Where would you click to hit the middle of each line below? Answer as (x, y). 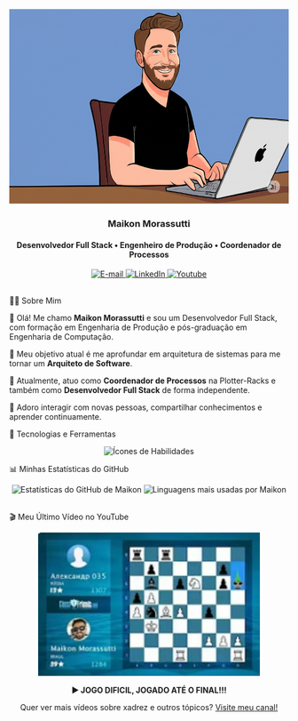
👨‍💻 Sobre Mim (35, 300)
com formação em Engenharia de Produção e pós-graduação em (128, 327)
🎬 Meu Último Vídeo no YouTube (69, 517)
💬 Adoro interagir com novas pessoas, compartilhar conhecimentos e (136, 407)
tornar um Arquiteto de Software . (71, 364)
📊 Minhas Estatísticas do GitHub (69, 469)
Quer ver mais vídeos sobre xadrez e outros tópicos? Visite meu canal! (149, 708)
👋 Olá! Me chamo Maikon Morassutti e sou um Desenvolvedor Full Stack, (143, 318)
